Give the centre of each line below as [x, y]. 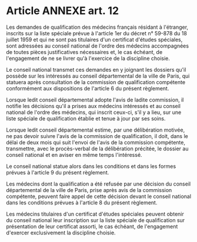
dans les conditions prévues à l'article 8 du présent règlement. [82, 202]
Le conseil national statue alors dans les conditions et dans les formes [91, 166]
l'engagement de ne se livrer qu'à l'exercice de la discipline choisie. [88, 58]
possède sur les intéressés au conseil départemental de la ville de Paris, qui [98, 76]
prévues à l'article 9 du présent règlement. [58, 172]
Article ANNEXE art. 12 [63, 11]
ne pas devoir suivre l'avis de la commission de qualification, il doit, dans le [97, 136]
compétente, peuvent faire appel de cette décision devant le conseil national [99, 196]
